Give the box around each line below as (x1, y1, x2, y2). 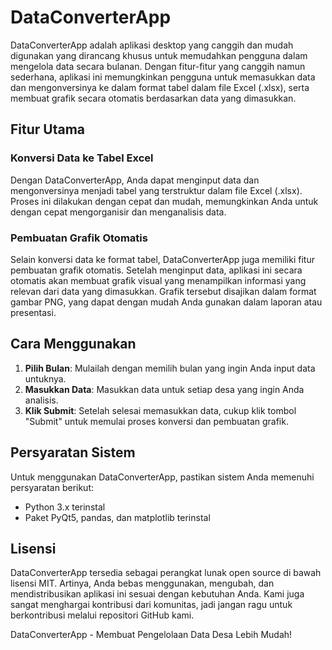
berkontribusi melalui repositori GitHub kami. (10, 609, 195, 621)
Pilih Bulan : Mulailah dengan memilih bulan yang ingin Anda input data (24, 362, 316, 374)
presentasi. (10, 306, 57, 318)
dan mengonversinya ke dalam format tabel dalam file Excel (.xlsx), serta (10, 81, 310, 93)
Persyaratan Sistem (10, 444, 136, 461)
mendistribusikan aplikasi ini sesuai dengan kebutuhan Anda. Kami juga (10, 588, 305, 600)
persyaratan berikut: (10, 481, 95, 493)
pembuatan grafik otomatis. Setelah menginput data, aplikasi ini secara (10, 264, 303, 276)
